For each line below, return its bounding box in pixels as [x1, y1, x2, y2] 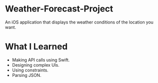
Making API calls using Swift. [12, 57, 70, 63]
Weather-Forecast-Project [5, 3, 114, 14]
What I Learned [5, 41, 68, 52]
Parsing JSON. [12, 72, 42, 78]
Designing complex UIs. [12, 62, 59, 68]
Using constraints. [12, 67, 49, 73]
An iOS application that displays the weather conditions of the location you [5, 19, 154, 25]
